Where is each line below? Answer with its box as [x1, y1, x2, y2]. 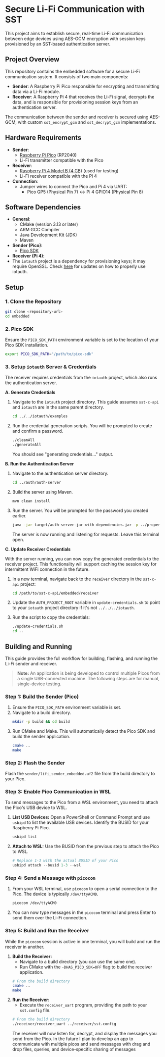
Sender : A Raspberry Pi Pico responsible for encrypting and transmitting [12, 83, 160, 89]
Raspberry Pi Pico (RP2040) [19, 152, 77, 158]
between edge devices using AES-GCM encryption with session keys [5, 36, 146, 42]
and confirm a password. [12, 428, 63, 434]
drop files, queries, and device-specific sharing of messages [12, 1046, 136, 1052]
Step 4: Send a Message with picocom [5, 875, 96, 882]
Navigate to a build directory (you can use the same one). [19, 958, 136, 964]
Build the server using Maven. [12, 489, 73, 495]
